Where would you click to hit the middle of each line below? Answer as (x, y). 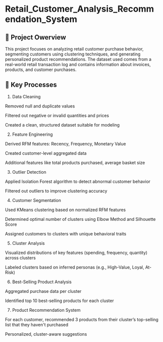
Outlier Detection (29, 172)
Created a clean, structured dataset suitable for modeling (63, 125)
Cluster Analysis (28, 243)
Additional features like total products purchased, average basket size (75, 162)
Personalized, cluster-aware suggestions (46, 334)
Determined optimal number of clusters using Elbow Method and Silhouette (80, 219)
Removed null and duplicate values (40, 106)
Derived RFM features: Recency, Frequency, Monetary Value (66, 144)
